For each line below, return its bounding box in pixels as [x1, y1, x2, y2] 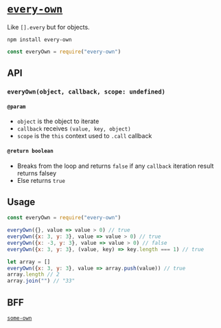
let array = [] [7, 258, 51, 265]
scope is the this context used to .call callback [16, 132, 152, 140]
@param [7, 103, 26, 110]
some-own [7, 315, 32, 322]
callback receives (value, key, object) [16, 124, 132, 133]
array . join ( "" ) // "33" [7, 278, 75, 285]
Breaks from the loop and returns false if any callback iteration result [16, 162, 214, 170]
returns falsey [16, 168, 57, 177]
